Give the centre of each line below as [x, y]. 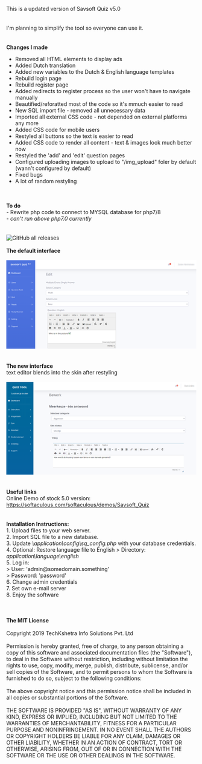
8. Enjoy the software [33, 595]
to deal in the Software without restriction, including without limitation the [97, 659]
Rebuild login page [38, 78]
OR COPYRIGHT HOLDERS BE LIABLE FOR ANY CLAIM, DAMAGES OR [93, 736]
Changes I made [27, 47]
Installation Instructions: [38, 524]
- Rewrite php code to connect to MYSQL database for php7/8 [84, 212]
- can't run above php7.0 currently [49, 218]
